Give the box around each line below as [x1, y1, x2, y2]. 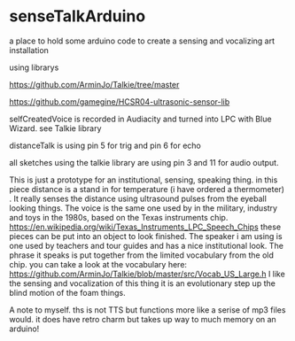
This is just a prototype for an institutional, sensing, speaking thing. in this [9, 174, 278, 185]
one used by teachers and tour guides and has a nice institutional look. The [9, 240, 283, 251]
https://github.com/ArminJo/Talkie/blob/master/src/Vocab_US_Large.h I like [9, 268, 285, 279]
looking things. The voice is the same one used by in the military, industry [9, 202, 277, 213]
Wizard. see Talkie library [9, 122, 102, 134]
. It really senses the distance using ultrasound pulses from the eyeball [9, 193, 268, 204]
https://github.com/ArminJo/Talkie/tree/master [9, 79, 180, 89]
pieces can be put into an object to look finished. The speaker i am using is [9, 230, 283, 241]
